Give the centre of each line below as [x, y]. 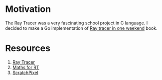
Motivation [28, 9]
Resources [28, 48]
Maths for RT [26, 67]
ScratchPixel [25, 73]
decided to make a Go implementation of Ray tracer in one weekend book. [81, 28]
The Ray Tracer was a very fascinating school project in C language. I [77, 23]
